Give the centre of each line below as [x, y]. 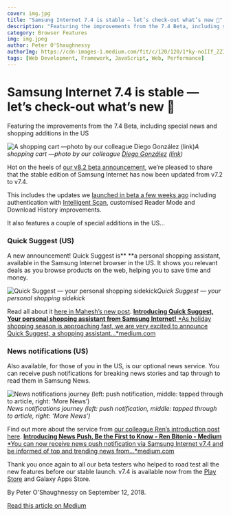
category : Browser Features [47, 33]
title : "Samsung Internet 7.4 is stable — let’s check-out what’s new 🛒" [115, 20]
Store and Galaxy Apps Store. [49, 479]
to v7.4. [18, 181]
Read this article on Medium [47, 506]
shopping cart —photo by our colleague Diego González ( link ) [95, 154]
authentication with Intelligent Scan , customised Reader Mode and [101, 202]
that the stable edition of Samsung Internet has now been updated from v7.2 [115, 174]
